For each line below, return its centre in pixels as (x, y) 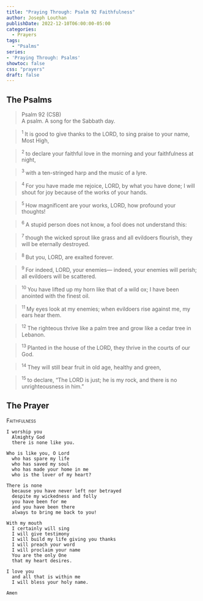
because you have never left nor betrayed (67, 491)
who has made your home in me (50, 469)
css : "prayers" (26, 69)
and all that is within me (46, 577)
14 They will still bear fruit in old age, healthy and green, (91, 366)
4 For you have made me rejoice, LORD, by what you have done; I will (108, 185)
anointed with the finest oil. (55, 296)
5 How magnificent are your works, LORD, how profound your (98, 204)
